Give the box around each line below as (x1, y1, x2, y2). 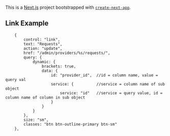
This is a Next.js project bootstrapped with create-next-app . (5, 5, 131, 10)
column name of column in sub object (5, 95, 86, 100)
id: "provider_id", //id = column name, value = (50, 72, 158, 78)
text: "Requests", (23, 41, 63, 46)
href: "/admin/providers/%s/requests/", (23, 50, 110, 56)
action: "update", (23, 46, 63, 51)
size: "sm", (23, 117, 49, 122)
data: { (41, 68, 58, 73)
